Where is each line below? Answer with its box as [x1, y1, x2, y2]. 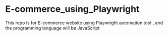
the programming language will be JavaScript [5, 25, 100, 31]
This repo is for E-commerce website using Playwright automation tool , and [5, 20, 163, 26]
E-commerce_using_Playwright [5, 3, 140, 15]
